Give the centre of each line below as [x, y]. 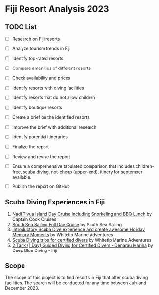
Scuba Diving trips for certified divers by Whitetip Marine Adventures [82, 240]
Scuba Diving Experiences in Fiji [55, 202]
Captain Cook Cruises [34, 219]
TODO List [21, 27]
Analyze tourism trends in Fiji [41, 49]
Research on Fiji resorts [36, 39]
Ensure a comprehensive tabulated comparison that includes [73, 166]
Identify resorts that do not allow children [54, 98]
